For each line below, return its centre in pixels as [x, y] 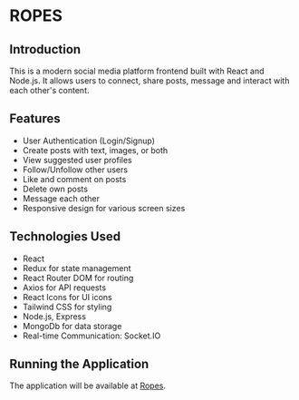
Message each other [61, 198]
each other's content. [49, 90]
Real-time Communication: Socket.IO [92, 336]
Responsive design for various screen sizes [104, 208]
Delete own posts [55, 189]
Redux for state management [77, 268]
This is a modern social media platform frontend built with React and [137, 71]
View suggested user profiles [77, 160]
